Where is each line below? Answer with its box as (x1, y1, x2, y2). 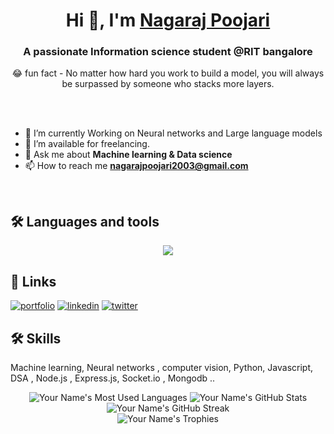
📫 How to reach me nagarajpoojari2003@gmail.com (24, 160, 249, 172)
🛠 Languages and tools (10, 213, 160, 230)
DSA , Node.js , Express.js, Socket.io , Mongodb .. (10, 372, 216, 384)
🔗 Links (10, 273, 57, 290)
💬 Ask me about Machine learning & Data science (24, 149, 233, 161)
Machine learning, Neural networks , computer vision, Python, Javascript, (10, 361, 313, 373)
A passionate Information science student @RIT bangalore (23, 45, 313, 59)
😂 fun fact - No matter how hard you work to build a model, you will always (11, 67, 325, 79)
